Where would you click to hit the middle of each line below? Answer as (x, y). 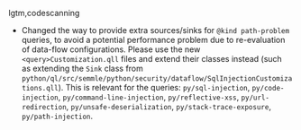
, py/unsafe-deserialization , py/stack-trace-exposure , (169, 106)
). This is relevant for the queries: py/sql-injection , (154, 87)
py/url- (255, 98)
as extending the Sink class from (82, 68)
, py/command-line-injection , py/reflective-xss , (149, 97)
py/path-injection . (57, 116)
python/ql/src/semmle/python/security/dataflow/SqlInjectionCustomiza (157, 79)
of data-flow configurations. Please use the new (111, 49)
